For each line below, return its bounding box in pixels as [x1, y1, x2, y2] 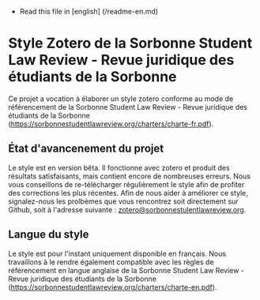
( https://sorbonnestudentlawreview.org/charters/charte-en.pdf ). [8, 282, 217, 291]
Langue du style [8, 228, 89, 242]
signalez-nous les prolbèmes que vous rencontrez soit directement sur [8, 197, 239, 206]
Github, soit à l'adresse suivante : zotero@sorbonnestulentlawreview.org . [8, 204, 247, 214]
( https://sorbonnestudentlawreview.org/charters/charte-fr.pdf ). [8, 118, 214, 129]
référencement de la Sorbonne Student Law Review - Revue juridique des [8, 102, 247, 111]
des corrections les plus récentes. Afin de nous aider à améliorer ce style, [8, 188, 249, 197]
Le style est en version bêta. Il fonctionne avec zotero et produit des [8, 163, 231, 172]
